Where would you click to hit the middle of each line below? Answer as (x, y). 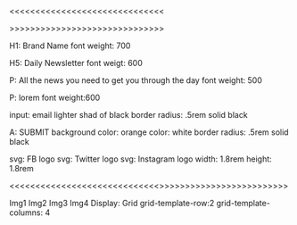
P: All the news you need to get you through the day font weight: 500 (136, 80)
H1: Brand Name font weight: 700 (70, 46)
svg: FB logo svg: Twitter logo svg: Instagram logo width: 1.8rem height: (140, 159)
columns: (26, 212)
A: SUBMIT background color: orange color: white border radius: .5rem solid (149, 132)
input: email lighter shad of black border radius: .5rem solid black (128, 115)
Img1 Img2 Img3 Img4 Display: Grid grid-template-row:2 (112, 203)
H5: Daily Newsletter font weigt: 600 (76, 63)
